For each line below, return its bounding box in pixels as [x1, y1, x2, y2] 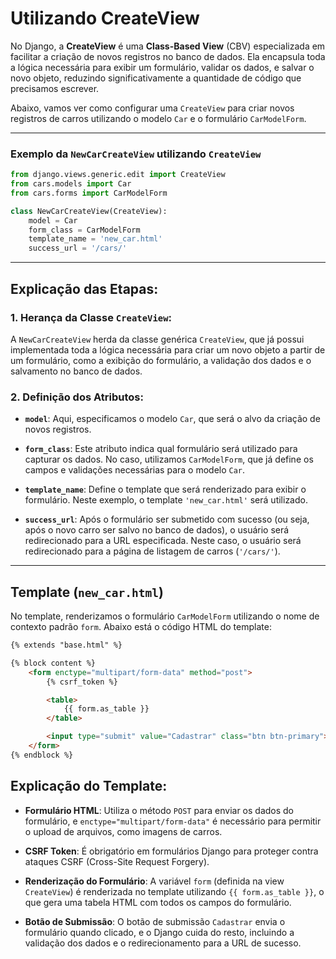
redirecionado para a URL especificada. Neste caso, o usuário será [24, 535, 302, 547]
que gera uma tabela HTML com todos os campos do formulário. [24, 896, 292, 908]
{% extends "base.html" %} [10, 640, 123, 651]
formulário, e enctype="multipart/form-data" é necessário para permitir [24, 815, 322, 827]
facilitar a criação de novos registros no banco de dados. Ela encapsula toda [10, 50, 326, 62]
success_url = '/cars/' [28, 243, 128, 254]
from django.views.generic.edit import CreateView [10, 170, 226, 180]
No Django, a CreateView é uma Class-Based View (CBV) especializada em [10, 40, 326, 52]
